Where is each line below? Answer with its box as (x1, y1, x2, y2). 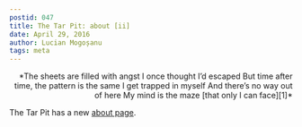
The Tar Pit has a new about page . (9, 107, 137, 118)
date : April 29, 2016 (9, 30, 91, 38)
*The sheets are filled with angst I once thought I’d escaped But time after (19, 71, 293, 81)
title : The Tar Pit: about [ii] (9, 21, 130, 30)
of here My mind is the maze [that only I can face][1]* (93, 90, 293, 101)
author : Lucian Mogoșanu (9, 38, 102, 47)
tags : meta (9, 47, 50, 55)
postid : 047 (9, 13, 54, 22)
